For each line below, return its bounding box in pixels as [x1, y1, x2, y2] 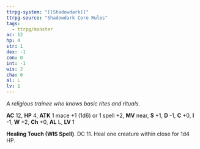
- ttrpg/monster [12, 26, 53, 32]
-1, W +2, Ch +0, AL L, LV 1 [6, 118, 75, 126]
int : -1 [6, 60, 26, 66]
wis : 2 [6, 66, 23, 72]
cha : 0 [6, 72, 23, 78]
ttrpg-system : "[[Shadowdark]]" [6, 9, 89, 15]
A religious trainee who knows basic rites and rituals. [6, 100, 141, 107]
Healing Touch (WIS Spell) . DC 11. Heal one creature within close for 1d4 [6, 130, 190, 137]
